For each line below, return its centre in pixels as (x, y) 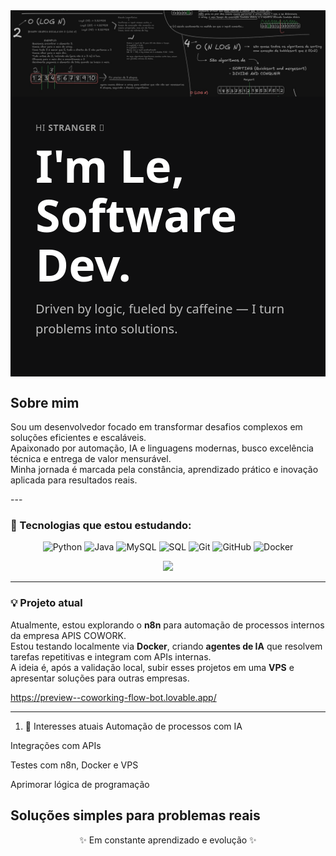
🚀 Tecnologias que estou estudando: (101, 526)
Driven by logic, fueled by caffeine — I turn (160, 309)
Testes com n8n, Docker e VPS (74, 765)
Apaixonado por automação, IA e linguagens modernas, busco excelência (162, 448)
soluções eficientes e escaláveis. (78, 438)
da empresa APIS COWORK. (68, 635)
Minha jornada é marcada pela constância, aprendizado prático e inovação (164, 470)
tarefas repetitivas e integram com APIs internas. (111, 656)
